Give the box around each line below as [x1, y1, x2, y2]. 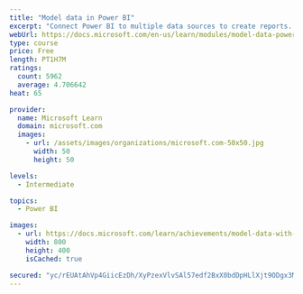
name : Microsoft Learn [17, 114, 103, 123]
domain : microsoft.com [17, 122, 103, 131]
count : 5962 [17, 72, 63, 81]
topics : [9, 196, 39, 206]
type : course [9, 38, 59, 48]
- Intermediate [17, 179, 75, 189]
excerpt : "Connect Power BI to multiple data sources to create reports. [9, 22, 293, 31]
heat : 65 [9, 88, 42, 97]
